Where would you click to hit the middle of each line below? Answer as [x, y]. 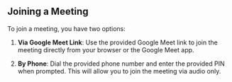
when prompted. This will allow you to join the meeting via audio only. [119, 71]
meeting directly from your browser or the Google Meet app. [106, 49]
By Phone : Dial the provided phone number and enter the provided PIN [121, 64]
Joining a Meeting [48, 12]
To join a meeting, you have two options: [67, 28]
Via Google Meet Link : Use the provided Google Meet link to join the [117, 42]
